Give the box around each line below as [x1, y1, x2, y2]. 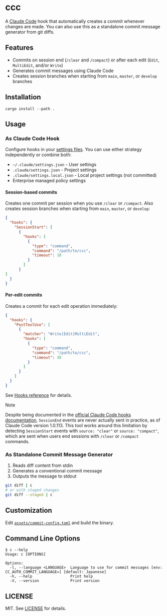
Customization [5, 506, 53, 515]
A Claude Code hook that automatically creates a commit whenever [5, 18, 144, 24]
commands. [5, 438, 30, 444]
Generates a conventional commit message [12, 468, 102, 474]
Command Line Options [5, 534, 80, 542]
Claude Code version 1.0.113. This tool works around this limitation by [5, 422, 147, 428]
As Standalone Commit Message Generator [5, 451, 113, 458]
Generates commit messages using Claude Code [12, 67, 114, 74]
